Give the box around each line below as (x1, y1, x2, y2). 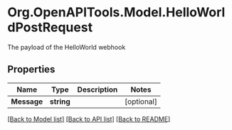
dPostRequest (7, 19, 93, 36)
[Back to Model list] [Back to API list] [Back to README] (7, 114, 171, 123)
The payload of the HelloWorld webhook (7, 43, 126, 51)
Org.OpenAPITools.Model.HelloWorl (7, 4, 226, 21)
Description (77, 85, 118, 94)
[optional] (124, 97, 158, 107)
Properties (7, 63, 56, 75)
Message (11, 97, 43, 107)
